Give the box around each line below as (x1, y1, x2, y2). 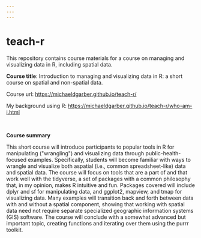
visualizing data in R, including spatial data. (6, 61, 113, 68)
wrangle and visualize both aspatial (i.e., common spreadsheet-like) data (6, 162, 186, 170)
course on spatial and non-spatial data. (6, 79, 103, 86)
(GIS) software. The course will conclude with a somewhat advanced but (6, 213, 186, 221)
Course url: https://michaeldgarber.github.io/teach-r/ (6, 91, 137, 98)
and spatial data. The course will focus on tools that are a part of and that (6, 168, 188, 176)
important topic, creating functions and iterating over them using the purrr (6, 219, 189, 227)
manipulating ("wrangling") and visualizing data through (6, 149, 145, 156)
